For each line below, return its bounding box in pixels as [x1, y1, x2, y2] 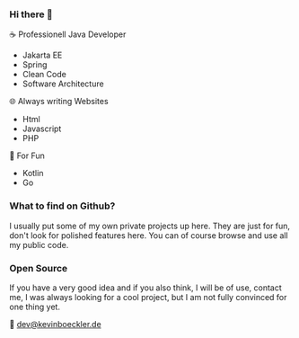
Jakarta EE [22, 49, 63, 61]
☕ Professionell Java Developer [9, 29, 127, 40]
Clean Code [22, 69, 67, 80]
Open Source [9, 262, 68, 274]
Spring [22, 59, 48, 70]
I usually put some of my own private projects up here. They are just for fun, [9, 220, 290, 231]
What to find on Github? [9, 200, 116, 212]
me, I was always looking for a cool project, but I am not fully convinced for [9, 291, 287, 302]
